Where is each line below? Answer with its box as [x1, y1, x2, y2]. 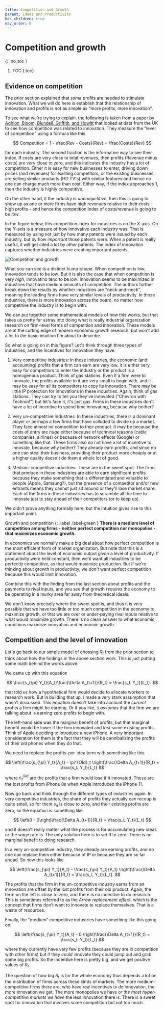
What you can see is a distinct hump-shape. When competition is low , [5, 266, 146, 271]
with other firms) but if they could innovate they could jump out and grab [5, 951, 152, 957]
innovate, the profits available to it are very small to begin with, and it [12, 378, 151, 383]
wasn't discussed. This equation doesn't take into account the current [5, 699, 146, 705]
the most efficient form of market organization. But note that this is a [5, 545, 143, 551]
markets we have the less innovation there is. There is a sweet [29, 994, 156, 1000]
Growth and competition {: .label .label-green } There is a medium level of [5, 520, 155, 526]
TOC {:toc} [12, 68, 34, 74]
